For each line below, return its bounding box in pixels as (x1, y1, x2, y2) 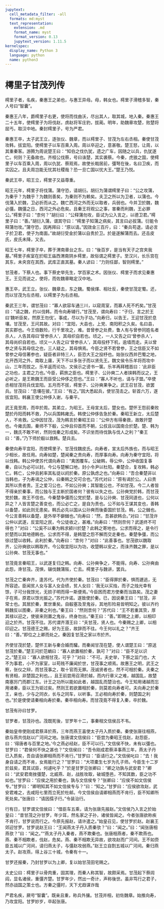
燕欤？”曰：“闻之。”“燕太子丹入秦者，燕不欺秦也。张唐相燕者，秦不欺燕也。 (5, 831, 156, 837)
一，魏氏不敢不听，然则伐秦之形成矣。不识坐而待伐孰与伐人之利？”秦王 (5, 429, 148, 435)
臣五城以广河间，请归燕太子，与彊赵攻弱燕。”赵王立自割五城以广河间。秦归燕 (5, 843, 159, 849)
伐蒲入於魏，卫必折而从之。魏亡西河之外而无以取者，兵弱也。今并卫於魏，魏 (5, 200, 159, 206)
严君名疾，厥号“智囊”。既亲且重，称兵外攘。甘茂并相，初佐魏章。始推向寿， (5, 892, 159, 898)
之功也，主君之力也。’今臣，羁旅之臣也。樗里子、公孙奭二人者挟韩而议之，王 (5, 370, 158, 376)
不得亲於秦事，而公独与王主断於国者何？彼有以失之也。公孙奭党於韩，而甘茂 (5, 489, 159, 494)
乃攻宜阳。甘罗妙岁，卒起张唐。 (5, 899, 69, 905)
